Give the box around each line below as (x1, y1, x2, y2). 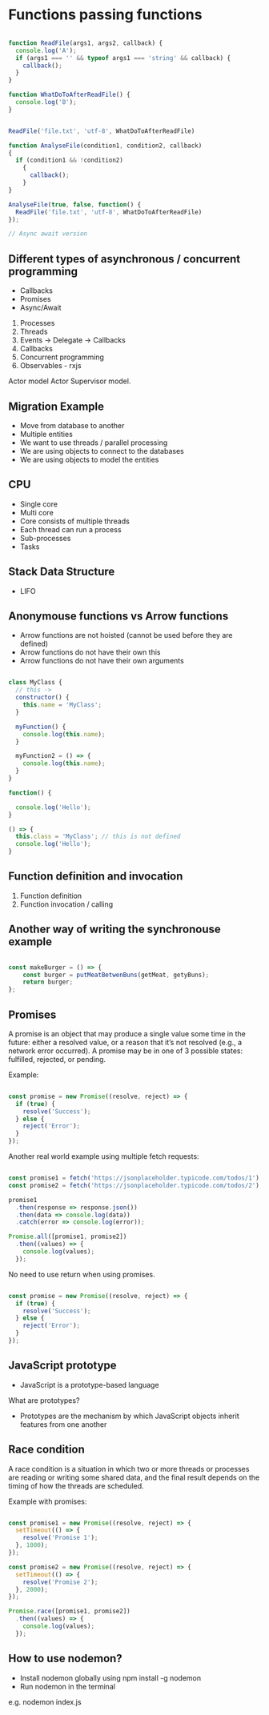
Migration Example (8, 399, 104, 413)
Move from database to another (19, 420, 125, 430)
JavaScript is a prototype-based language (19, 1380, 159, 1389)
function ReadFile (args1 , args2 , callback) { (8, 38, 163, 47)
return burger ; (22, 978, 74, 986)
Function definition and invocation (8, 870, 183, 884)
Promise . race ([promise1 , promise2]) (8, 1607, 130, 1616)
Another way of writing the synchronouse (8, 923, 222, 936)
